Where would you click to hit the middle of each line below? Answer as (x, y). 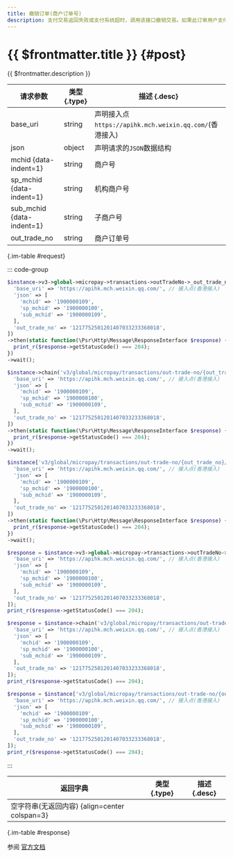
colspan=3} (29, 815)
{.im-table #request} (36, 256)
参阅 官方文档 (26, 847)
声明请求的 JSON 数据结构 (133, 148)
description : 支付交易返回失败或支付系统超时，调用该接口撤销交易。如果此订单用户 (113, 20)
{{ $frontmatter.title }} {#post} (97, 55)
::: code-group (28, 270)
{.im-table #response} (39, 832)
